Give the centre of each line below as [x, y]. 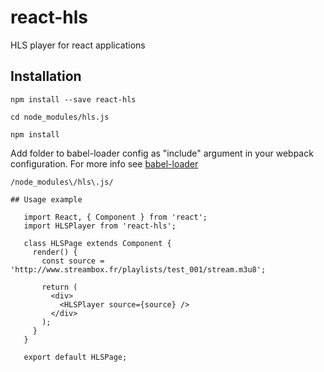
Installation [46, 76]
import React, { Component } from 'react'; [115, 217]
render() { [55, 252]
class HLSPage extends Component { [97, 243]
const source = [73, 261]
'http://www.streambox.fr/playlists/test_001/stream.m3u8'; [138, 269]
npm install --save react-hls [73, 99]
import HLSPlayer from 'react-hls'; [100, 226]
